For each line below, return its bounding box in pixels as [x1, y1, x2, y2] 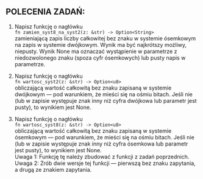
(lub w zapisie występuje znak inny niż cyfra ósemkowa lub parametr [14, 140, 188, 147]
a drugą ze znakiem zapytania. [14, 166, 92, 173]
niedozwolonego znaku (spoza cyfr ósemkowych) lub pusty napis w [14, 54, 186, 61]
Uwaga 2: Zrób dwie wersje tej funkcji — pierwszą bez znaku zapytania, [14, 160, 196, 167]
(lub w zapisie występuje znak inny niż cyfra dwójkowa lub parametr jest [14, 97, 197, 104]
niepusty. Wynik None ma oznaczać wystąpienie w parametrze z [14, 47, 177, 55]
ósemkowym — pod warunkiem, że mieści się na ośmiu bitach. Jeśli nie [14, 133, 194, 141]
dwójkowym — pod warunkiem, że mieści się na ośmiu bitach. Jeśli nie [14, 90, 193, 98]
